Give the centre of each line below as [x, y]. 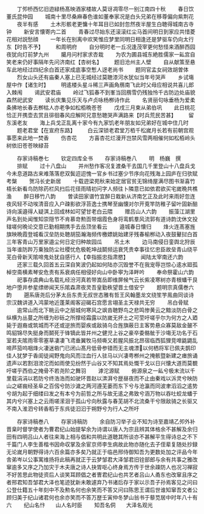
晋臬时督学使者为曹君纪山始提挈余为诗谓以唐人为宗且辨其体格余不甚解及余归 [102, 429]
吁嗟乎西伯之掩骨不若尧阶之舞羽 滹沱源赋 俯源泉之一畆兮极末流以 [98, 371]
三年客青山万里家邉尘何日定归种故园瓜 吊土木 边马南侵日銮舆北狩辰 [101, 242]
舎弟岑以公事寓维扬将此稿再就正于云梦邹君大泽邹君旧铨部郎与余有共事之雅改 [102, 459]
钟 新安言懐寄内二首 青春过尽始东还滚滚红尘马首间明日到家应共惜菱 [101, 32]
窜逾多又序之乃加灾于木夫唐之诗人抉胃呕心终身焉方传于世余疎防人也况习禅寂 [102, 467]
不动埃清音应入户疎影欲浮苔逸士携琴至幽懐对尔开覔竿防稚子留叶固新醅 [110, 204]
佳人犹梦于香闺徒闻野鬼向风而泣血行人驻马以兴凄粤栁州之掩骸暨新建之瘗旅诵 [102, 356]
